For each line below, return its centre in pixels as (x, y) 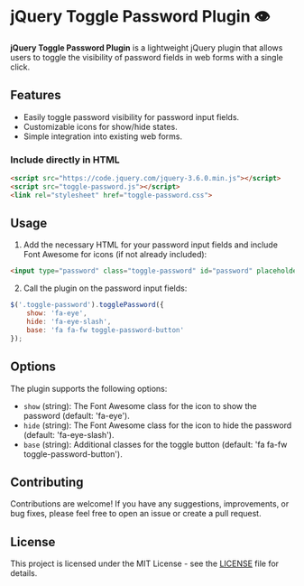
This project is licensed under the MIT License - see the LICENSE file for (144, 563)
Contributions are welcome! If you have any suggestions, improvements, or (150, 504)
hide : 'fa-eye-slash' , (69, 322)
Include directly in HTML (65, 160)
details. (24, 573)
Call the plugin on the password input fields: (105, 288)
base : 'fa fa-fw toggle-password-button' (105, 330)
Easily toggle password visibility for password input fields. (131, 116)
